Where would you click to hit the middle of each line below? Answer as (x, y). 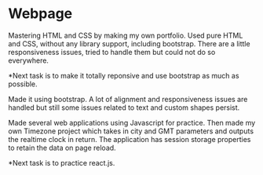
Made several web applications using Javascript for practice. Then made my (132, 122)
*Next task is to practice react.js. (62, 162)
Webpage (40, 14)
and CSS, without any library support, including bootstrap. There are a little (129, 43)
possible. (23, 84)
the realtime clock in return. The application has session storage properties (130, 139)
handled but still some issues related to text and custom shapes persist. (124, 108)
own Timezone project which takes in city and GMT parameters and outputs (131, 131)
